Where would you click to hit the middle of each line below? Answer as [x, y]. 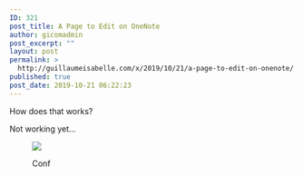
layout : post [34, 52]
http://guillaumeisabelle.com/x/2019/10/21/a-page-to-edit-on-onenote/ [156, 69]
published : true [40, 77]
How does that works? [51, 111]
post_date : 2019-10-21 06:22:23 [70, 85]
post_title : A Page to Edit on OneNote [85, 26]
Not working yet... [43, 129]
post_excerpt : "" [42, 43]
